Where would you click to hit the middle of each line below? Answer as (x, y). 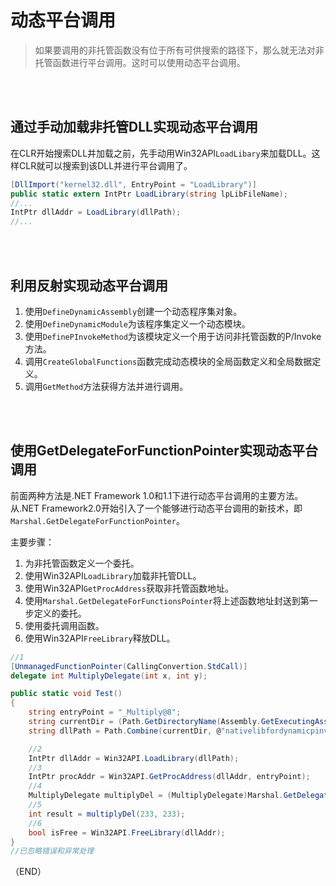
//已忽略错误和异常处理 (52, 851)
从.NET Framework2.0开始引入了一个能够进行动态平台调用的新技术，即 (156, 508)
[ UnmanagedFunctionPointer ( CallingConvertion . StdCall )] (129, 666)
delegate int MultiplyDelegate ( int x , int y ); (109, 676)
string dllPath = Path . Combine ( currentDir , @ (125, 731)
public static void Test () (66, 694)
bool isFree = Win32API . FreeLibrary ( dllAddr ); (127, 832)
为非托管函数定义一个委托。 (82, 563)
